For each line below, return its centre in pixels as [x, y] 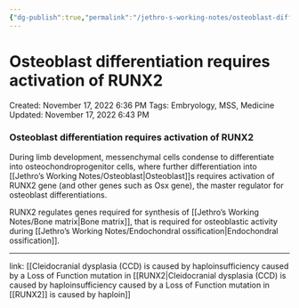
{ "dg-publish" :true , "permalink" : [71, 17]
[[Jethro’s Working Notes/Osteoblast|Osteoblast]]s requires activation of [142, 175]
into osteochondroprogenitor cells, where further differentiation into [133, 166]
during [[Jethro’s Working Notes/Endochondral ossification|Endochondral [144, 231]
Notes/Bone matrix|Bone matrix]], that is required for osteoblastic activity [144, 221]
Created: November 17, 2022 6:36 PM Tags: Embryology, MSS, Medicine [142, 105]
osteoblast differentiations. [58, 195]
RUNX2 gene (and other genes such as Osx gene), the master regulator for [146, 185]
